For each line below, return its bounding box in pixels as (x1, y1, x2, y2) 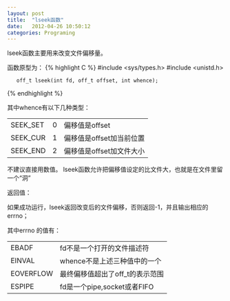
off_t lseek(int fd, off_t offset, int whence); (16, 77, 158, 85)
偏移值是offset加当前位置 (63, 133, 145, 143)
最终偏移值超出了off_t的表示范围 (59, 269, 164, 279)
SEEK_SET (10, 120, 45, 130)
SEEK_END (10, 146, 46, 155)
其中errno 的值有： (7, 226, 61, 234)
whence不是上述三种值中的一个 (59, 256, 162, 266)
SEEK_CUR (10, 133, 46, 143)
